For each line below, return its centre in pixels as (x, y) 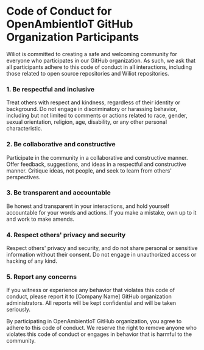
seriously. (19, 310)
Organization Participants (72, 37)
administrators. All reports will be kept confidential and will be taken (91, 303)
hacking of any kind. (32, 261)
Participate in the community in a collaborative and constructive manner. (97, 157)
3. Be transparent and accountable (58, 193)
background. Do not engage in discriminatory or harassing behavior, (92, 109)
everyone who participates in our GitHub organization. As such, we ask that (101, 60)
